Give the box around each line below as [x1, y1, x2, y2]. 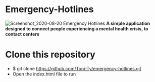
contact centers [5, 31, 39, 37]
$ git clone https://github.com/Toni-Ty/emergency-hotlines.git [12, 65, 141, 71]
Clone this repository [5, 49, 96, 60]
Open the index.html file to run [12, 71, 76, 77]
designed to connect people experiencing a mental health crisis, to [5, 25, 148, 31]
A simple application [106, 20, 150, 26]
